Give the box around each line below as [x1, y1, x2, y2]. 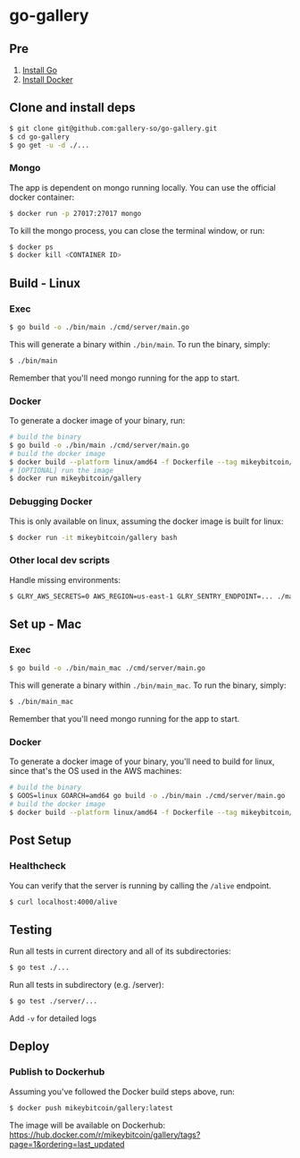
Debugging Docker [9, 495, 93, 508]
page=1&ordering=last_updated [9, 1138, 125, 1149]
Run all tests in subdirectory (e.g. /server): [9, 980, 164, 991]
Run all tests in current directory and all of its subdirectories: [9, 946, 232, 956]
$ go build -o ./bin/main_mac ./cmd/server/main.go [9, 664, 205, 673]
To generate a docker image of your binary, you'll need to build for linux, [9, 756, 275, 767]
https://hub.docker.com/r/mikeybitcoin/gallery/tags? [9, 1129, 201, 1140]
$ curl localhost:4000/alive [9, 897, 118, 906]
